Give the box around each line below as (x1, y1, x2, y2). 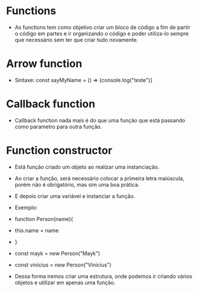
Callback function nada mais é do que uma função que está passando (14, 116, 186, 124)
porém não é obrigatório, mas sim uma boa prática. (14, 181, 140, 188)
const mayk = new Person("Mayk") (14, 249, 100, 257)
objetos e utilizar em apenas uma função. (14, 279, 116, 286)
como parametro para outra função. (14, 123, 102, 130)
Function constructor (6, 144, 112, 157)
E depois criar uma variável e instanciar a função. (14, 192, 135, 199)
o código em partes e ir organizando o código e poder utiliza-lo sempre (14, 30, 189, 37)
